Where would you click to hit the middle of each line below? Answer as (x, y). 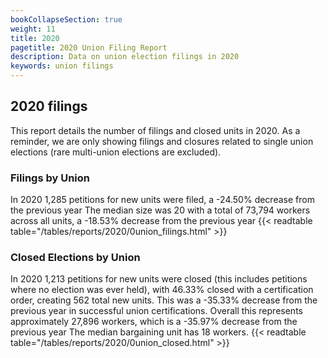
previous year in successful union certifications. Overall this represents (156, 311)
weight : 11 (33, 29)
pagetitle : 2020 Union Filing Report (89, 47)
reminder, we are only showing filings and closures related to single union (162, 141)
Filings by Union (50, 178)
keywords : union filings (62, 66)
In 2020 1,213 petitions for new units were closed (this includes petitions (159, 279)
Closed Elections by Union (75, 258)
